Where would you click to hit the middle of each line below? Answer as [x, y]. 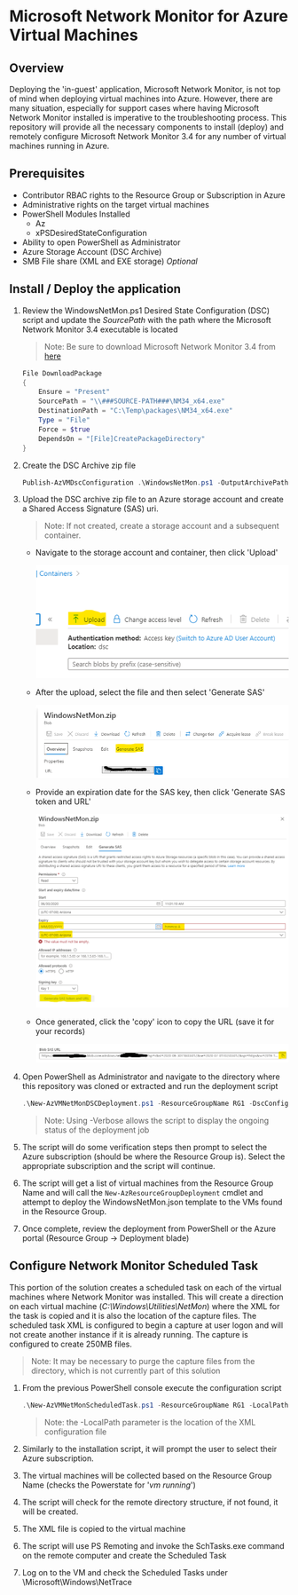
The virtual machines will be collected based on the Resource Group [147, 1475]
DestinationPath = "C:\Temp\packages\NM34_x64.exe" [136, 411]
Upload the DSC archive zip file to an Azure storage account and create [153, 500]
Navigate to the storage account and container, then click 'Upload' [157, 553]
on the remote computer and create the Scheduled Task [124, 1555]
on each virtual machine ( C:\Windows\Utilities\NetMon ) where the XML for [145, 1306]
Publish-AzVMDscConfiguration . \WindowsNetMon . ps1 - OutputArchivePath [155, 482]
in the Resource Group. [64, 1211]
